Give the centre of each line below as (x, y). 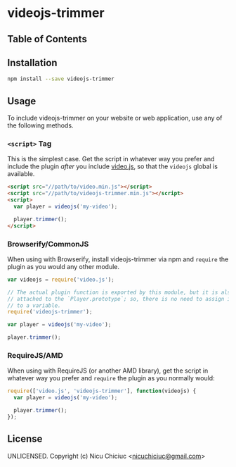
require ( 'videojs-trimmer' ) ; (50, 312)
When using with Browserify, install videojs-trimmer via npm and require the (118, 259)
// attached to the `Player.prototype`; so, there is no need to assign (116, 299)
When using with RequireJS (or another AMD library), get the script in (108, 371)
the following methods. (40, 125)
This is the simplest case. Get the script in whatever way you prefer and (111, 159)
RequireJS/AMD (35, 355)
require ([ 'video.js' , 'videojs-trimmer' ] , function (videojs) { (102, 391)
